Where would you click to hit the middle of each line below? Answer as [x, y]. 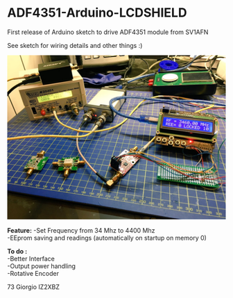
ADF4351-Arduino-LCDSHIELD [97, 13]
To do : [17, 251]
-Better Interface [31, 258]
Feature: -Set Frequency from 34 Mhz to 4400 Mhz [81, 230]
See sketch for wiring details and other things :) [75, 45]
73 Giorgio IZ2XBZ [34, 287]
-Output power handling [42, 266]
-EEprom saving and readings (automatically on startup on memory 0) [107, 238]
